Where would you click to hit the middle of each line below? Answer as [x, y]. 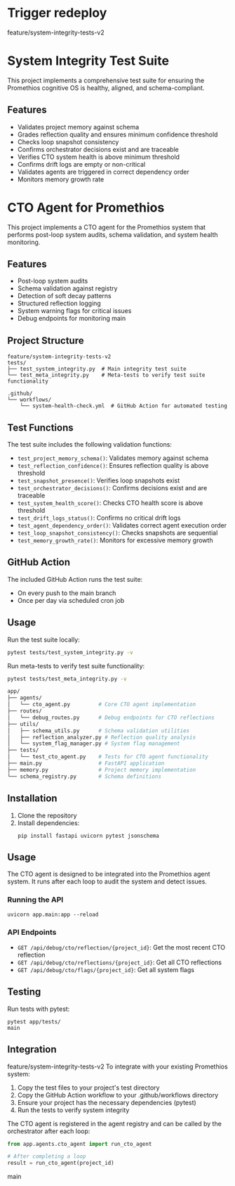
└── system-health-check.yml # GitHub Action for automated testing [124, 406]
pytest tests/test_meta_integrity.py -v [67, 679]
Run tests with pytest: [39, 1009]
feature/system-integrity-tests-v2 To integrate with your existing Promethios [117, 1066]
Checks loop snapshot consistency [68, 141]
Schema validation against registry [67, 288]
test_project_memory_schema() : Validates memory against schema [113, 458]
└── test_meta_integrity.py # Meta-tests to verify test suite [106, 375]
